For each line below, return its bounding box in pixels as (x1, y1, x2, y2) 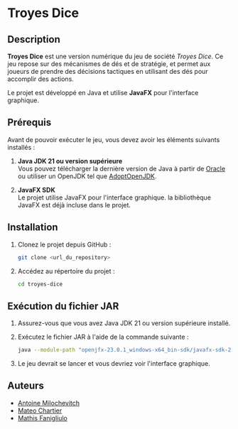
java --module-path (17, 347, 76, 354)
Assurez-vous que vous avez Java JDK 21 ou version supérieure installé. (17, 319, 231, 327)
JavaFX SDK (17, 185, 55, 194)
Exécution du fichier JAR (7, 300, 119, 312)
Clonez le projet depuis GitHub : (17, 240, 112, 249)
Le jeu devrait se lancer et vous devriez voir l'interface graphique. (17, 359, 211, 368)
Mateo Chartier (17, 406, 63, 415)
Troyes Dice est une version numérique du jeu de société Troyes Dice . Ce (7, 52, 224, 60)
